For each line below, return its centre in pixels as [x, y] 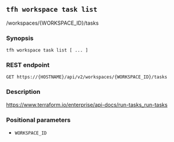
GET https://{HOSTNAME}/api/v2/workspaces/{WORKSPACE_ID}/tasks [87, 77]
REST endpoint [28, 65]
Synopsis [20, 38]
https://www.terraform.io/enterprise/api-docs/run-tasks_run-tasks [87, 104]
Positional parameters [38, 120]
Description [23, 92]
